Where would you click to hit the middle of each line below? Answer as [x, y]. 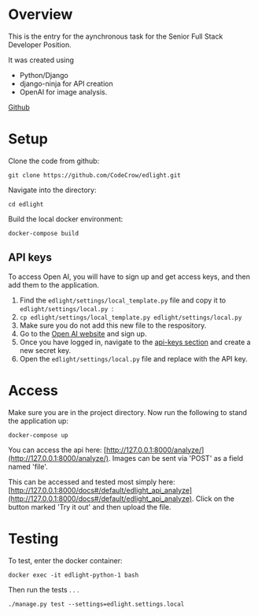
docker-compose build [44, 233]
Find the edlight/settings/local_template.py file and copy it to [123, 300]
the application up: [39, 421]
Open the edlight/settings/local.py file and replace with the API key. [133, 358]
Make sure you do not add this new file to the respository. [113, 325]
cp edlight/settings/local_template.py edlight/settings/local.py [131, 317]
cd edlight [26, 204]
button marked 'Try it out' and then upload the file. [90, 507]
